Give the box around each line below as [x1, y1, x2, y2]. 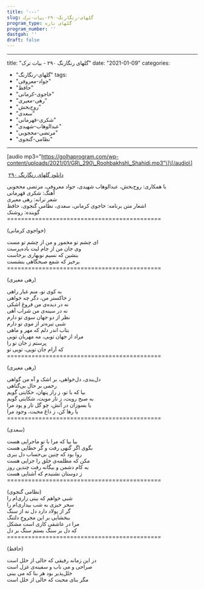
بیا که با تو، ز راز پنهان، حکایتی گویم [7, 388, 86, 396]
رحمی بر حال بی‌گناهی [7, 382, 57, 389]
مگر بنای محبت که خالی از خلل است [7, 576, 89, 583]
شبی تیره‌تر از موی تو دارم [7, 320, 66, 327]
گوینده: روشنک [7, 208, 40, 216]
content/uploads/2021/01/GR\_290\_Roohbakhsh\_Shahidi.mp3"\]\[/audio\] [7, 159, 193, 167]
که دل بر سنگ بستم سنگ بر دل [7, 527, 77, 534]
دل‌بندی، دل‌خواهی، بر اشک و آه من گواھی [7, 376, 101, 382]
